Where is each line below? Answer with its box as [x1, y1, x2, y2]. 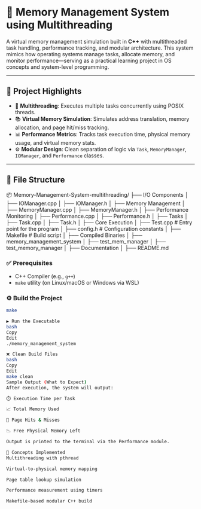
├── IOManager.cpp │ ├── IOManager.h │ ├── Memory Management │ [6, 200, 185, 207]
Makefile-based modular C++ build [6, 498, 93, 504]
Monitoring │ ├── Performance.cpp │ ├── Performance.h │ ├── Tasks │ [6, 212, 188, 220]
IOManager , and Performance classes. [14, 152, 105, 159]
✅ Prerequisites [6, 259, 53, 267]
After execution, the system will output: [6, 385, 114, 391]
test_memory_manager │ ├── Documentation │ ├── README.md [6, 244, 169, 251]
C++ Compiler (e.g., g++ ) [14, 272, 76, 280]
